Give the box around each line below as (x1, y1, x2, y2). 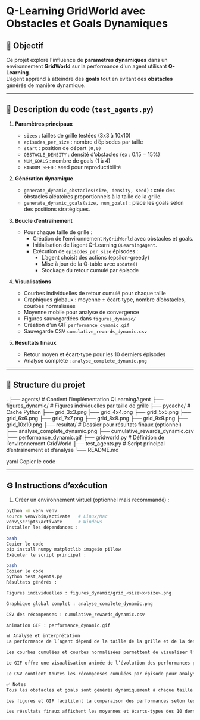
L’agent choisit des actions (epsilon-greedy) (41, 254, 150, 261)
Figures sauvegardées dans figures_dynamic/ (23, 314, 136, 322)
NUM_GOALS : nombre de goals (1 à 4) (23, 157, 111, 164)
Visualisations (14, 278, 52, 285)
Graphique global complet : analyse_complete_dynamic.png (6, 600, 153, 607)
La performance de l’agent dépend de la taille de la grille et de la (6, 638, 185, 644)
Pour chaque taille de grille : (23, 228, 93, 236)
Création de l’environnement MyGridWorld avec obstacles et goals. (32, 235, 194, 242)
